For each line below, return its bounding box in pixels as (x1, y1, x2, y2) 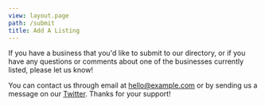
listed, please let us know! (8, 65, 94, 75)
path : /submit (8, 19, 56, 27)
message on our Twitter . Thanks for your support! (8, 89, 171, 99)
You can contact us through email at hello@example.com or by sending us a (8, 80, 258, 90)
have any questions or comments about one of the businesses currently (8, 57, 244, 66)
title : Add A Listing (8, 26, 80, 34)
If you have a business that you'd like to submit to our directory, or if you (8, 49, 246, 58)
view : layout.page (8, 11, 69, 20)
